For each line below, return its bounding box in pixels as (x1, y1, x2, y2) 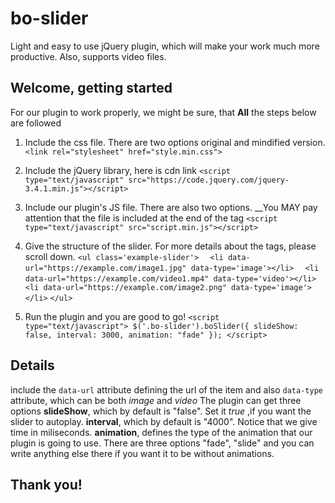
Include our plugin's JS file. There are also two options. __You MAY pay (24, 201, 318, 213)
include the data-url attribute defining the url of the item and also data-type (10, 383, 323, 396)
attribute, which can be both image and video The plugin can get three (10, 394, 302, 406)
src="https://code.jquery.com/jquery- (128, 175, 290, 185)
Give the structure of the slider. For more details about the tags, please (24, 240, 317, 252)
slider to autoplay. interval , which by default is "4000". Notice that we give (10, 415, 318, 427)
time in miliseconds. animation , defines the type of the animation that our (10, 426, 313, 438)
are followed (10, 117, 62, 129)
